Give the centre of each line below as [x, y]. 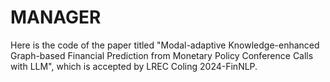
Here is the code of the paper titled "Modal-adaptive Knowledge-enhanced [165, 45]
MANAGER [56, 17]
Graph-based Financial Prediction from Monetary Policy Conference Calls [162, 55]
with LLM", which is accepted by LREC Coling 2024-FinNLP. [134, 66]
